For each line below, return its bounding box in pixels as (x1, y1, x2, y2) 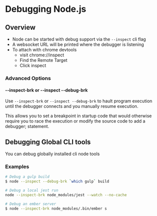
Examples (5, 163, 30, 170)
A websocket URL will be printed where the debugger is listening (12, 42, 144, 47)
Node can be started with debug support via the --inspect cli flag (12, 36, 146, 42)
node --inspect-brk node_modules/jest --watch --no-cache (5, 192, 127, 197)
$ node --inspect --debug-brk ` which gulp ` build (5, 179, 110, 184)
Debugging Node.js (5, 3, 86, 15)
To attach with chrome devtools (12, 47, 77, 52)
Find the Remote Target (19, 57, 68, 63)
